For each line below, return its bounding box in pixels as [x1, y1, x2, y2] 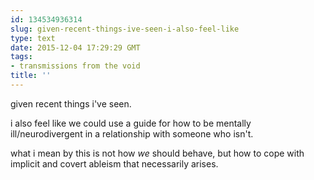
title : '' [10, 71, 52, 81]
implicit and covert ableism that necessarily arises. [10, 157, 219, 170]
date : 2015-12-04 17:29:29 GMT [10, 42, 141, 53]
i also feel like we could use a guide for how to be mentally [10, 117, 252, 129]
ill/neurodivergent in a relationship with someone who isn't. [10, 127, 254, 140]
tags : [10, 52, 33, 62]
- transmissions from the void [10, 61, 141, 71]
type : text [10, 33, 56, 43]
